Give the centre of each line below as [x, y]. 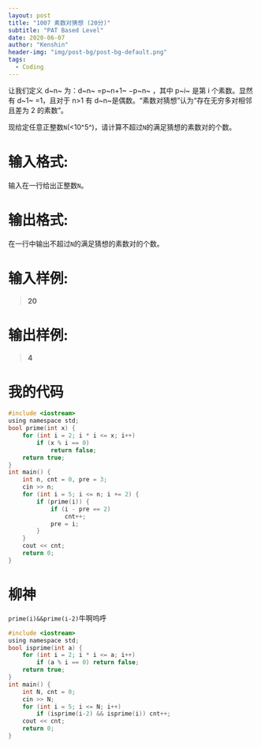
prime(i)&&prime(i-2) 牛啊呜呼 [58, 618]
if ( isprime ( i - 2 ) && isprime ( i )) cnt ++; [104, 714]
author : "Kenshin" [38, 45]
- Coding [30, 67]
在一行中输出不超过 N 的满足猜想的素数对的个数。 [86, 243]
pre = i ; [65, 524]
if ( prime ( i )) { [63, 502]
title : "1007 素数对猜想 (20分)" [60, 23]
